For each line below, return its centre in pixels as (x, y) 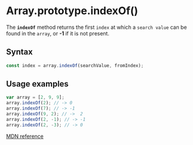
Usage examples (37, 84)
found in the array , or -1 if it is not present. (58, 33)
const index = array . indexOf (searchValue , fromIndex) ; (75, 65)
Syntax (19, 52)
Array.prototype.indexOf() (72, 11)
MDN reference (25, 136)
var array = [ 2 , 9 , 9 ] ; (35, 98)
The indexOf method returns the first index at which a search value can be (97, 27)
